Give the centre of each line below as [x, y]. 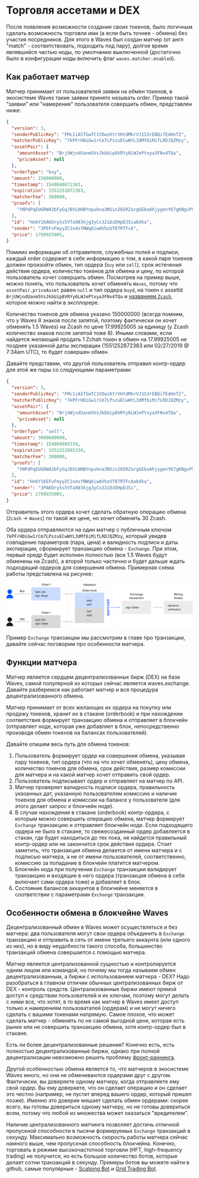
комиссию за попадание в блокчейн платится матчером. [87, 863]
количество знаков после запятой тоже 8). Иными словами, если [89, 333]
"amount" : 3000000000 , [39, 438]
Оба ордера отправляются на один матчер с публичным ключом [89, 530]
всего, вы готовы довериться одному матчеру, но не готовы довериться [98, 1107]
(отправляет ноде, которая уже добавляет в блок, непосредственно [93, 726]
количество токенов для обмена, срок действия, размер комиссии [100, 768]
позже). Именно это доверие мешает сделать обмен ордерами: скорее [97, 1101]
